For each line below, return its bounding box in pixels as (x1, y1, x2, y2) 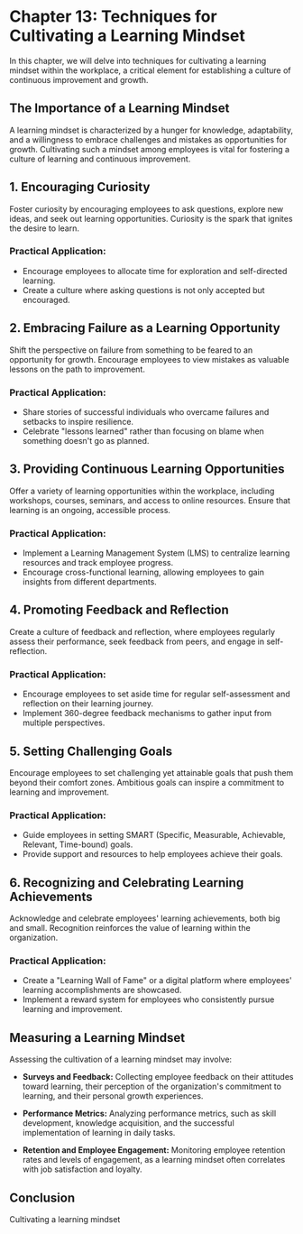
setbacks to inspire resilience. (22, 416, 133, 427)
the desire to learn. (9, 223, 79, 234)
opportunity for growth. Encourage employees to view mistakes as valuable (9, 354, 290, 364)
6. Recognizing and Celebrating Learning (9, 875, 244, 890)
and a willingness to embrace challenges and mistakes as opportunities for (9, 134, 287, 145)
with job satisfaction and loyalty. (22, 1164, 142, 1174)
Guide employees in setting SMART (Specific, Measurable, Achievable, (22, 830, 286, 841)
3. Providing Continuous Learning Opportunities (9, 462, 286, 477)
